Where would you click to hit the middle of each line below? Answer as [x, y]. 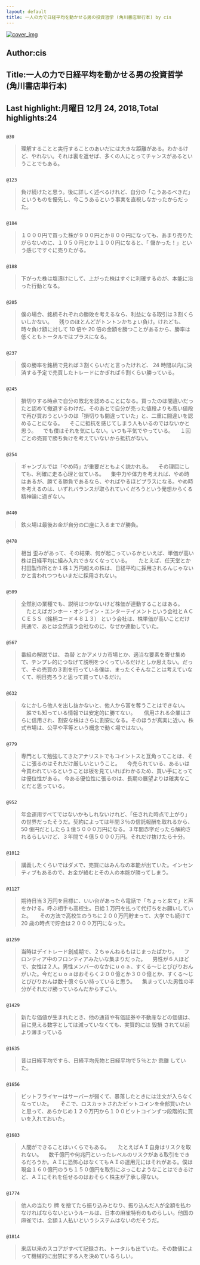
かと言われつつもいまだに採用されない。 [70, 575]
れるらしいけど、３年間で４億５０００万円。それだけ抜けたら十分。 [104, 837]
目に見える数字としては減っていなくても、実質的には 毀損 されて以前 [105, 1025]
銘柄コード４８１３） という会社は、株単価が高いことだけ [118, 619]
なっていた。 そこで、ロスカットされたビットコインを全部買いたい [106, 1104]
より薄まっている [41, 1032]
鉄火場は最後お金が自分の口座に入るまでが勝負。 [81, 525]
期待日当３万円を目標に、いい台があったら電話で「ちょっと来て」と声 [107, 901]
